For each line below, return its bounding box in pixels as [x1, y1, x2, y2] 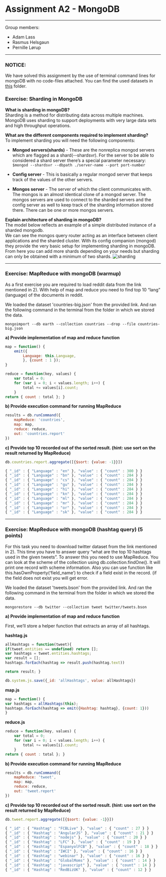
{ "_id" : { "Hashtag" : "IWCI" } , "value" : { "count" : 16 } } [5, 849, 143, 854]
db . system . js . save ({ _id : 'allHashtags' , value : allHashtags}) [5, 678, 136, 683]
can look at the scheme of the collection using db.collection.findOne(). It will [5, 559, 161, 565]
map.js [5, 687, 20, 693]
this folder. [5, 83, 27, 89]
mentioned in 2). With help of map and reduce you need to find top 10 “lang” [5, 286, 161, 292]
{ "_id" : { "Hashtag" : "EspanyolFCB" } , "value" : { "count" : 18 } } [5, 844, 158, 849]
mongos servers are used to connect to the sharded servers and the [12, 197, 152, 202]
